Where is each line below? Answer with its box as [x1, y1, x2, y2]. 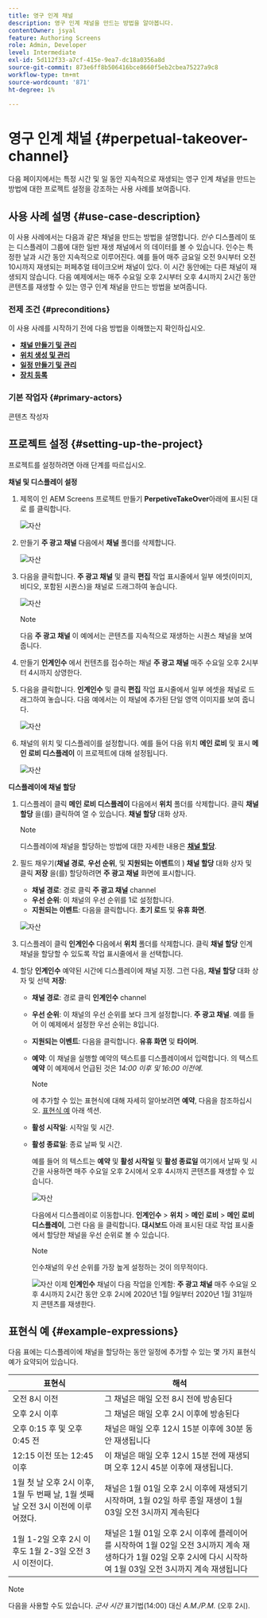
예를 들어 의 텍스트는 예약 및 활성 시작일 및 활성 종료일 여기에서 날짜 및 [31, 1156, 249, 1166]
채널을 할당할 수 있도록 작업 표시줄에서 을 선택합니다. [19, 948, 184, 958]
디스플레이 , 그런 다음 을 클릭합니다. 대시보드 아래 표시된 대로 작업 [31, 1220, 233, 1229]
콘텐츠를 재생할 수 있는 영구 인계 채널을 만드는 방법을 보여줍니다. [8, 282, 208, 291]
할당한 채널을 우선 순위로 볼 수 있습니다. [46, 1229, 169, 1239]
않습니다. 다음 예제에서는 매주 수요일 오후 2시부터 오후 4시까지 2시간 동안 [29, 272, 257, 282]
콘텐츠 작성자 [8, 412, 49, 421]
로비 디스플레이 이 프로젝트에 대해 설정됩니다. [27, 748, 168, 757]
